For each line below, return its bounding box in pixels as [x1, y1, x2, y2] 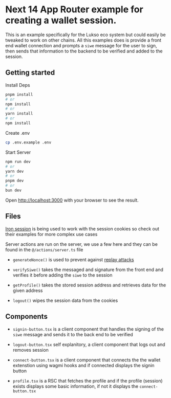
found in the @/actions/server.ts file [5, 246, 83, 252]
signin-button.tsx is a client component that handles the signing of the [12, 325, 164, 332]
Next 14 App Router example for [5, 4, 143, 15]
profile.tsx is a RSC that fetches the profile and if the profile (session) [12, 377, 163, 384]
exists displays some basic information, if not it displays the [12, 383, 139, 389]
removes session [12, 347, 49, 353]
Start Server [5, 149, 31, 155]
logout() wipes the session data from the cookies [12, 297, 118, 303]
